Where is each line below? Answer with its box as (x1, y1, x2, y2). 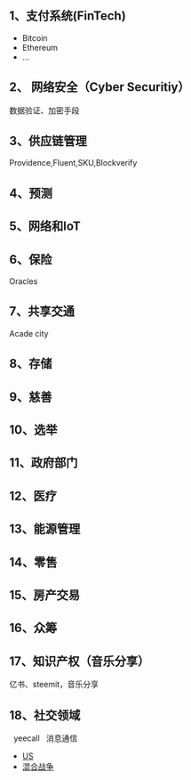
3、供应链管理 (9, 134, 87, 149)
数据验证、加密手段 (9, 105, 80, 116)
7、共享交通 (9, 304, 76, 319)
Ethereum (21, 42, 58, 53)
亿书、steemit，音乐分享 (9, 679, 99, 690)
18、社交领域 (9, 707, 81, 723)
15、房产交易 (9, 587, 81, 603)
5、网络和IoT (9, 219, 82, 234)
